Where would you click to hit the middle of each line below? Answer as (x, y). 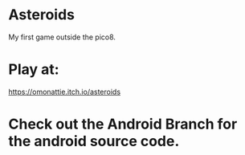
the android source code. (94, 141)
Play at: (34, 69)
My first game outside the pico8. (62, 37)
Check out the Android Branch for (123, 124)
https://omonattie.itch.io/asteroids (65, 92)
